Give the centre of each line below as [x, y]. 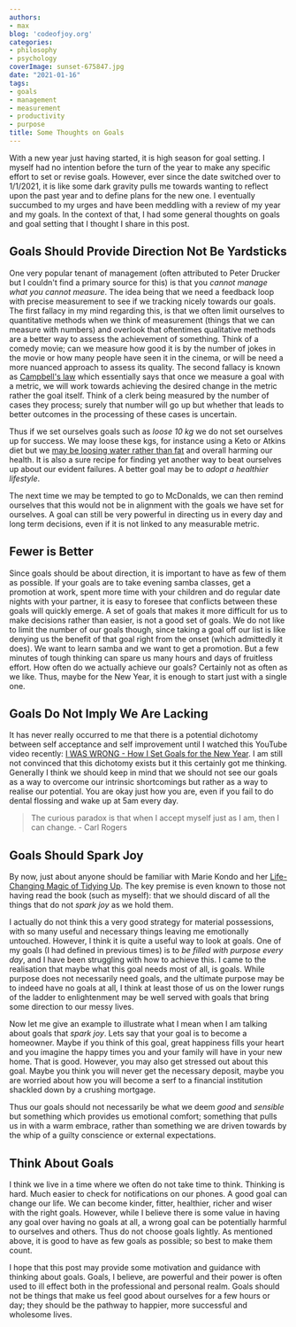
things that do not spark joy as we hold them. [91, 905]
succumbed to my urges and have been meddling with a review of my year [145, 205]
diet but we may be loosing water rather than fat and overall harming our [141, 450]
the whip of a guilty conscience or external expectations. [113, 1136]
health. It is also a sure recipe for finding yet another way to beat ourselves [145, 459]
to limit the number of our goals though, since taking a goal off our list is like [148, 629]
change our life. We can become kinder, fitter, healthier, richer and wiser [140, 1203]
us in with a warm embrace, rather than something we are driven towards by [148, 1126]
